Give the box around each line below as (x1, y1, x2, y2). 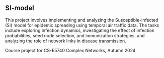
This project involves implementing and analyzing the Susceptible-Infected (5, 17, 159, 23)
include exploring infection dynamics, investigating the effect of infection (5, 27, 155, 33)
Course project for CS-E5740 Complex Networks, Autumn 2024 (5, 47, 136, 53)
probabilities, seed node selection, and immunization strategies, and (5, 32, 145, 38)
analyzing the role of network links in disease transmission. (5, 38, 127, 44)
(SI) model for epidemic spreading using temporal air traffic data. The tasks (5, 22, 160, 28)
